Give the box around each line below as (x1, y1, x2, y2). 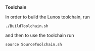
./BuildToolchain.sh (5, 23, 49, 28)
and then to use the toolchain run (5, 32, 74, 38)
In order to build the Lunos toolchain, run (5, 14, 90, 19)
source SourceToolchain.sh (5, 42, 62, 47)
